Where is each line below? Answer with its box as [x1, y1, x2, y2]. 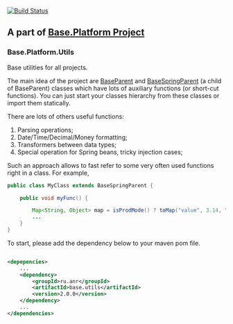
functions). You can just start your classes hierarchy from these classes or [7, 91, 220, 100]
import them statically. [7, 99, 71, 107]
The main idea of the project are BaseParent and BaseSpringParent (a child [7, 76, 222, 85]
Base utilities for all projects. [7, 63, 88, 71]
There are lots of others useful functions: [7, 112, 125, 121]
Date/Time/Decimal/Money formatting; [17, 133, 128, 142]
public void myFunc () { [19, 194, 89, 201]
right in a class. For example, [7, 169, 89, 177]
